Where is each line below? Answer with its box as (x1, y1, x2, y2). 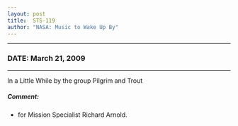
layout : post (7, 10, 46, 18)
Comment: (7, 93, 40, 101)
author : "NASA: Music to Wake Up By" (7, 23, 119, 30)
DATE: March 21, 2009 (7, 54, 86, 64)
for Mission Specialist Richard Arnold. (17, 110, 127, 119)
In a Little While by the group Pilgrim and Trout (7, 76, 143, 85)
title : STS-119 (7, 17, 55, 24)
